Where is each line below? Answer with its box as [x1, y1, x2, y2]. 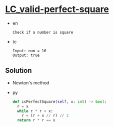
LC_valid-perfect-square [5, 4, 109, 15]
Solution [5, 66, 32, 75]
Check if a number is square [12, 30, 73, 35]
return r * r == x [17, 118, 55, 123]
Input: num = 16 [12, 48, 46, 53]
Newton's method [12, 79, 49, 86]
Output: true [12, 53, 40, 58]
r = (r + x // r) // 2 [21, 113, 69, 118]
